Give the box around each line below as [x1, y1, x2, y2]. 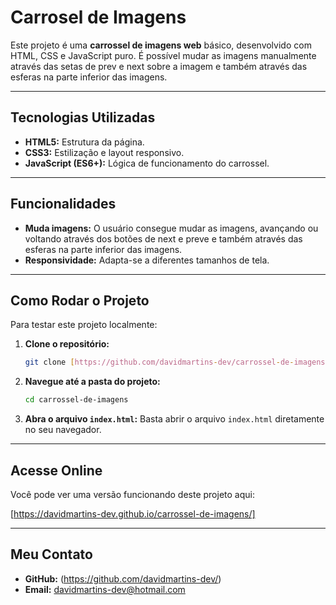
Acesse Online [10, 462, 103, 479]
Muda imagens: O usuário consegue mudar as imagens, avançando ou [24, 222, 319, 234]
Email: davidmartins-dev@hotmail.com [24, 583, 186, 595]
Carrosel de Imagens [10, 6, 187, 29]
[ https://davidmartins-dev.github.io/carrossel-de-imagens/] [10, 507, 256, 520]
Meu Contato [10, 546, 93, 563]
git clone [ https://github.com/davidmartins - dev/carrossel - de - [24, 357, 295, 368]
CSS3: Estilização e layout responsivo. [24, 146, 185, 158]
